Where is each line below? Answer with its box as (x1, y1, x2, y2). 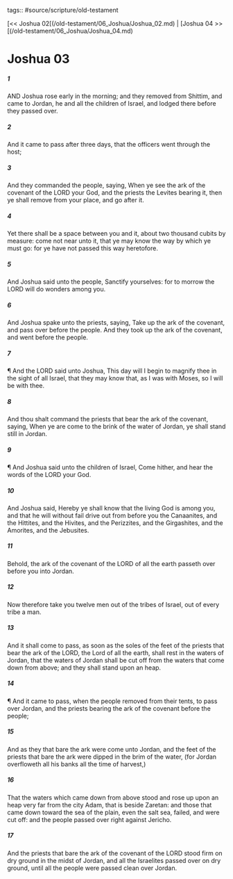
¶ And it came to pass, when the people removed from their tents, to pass (7, 697, 218, 705)
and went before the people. (7, 333, 89, 341)
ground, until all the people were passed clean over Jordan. (7, 864, 178, 872)
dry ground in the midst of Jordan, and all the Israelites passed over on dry (7, 856, 221, 864)
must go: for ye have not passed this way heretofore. (7, 244, 158, 252)
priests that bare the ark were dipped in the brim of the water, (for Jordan (7, 752, 217, 761)
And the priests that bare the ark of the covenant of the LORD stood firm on (7, 848, 223, 857)
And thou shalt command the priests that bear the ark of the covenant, (7, 414, 209, 423)
